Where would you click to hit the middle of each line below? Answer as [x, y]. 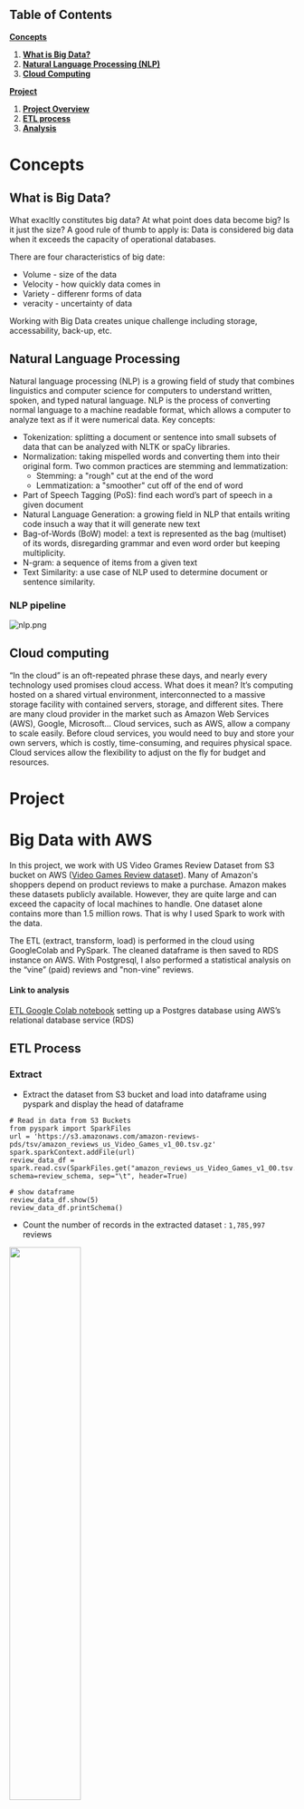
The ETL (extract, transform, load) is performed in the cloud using [132, 940]
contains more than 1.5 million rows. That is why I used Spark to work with [147, 913]
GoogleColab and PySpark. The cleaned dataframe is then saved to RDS [144, 950]
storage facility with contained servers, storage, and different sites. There [146, 704]
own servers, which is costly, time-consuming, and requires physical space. [151, 742]
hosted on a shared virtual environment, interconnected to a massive [138, 694]
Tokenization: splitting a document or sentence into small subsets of [150, 437]
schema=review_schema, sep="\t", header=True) [99, 1176]
